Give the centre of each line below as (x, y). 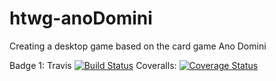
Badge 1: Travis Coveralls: (93, 65)
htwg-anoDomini (81, 18)
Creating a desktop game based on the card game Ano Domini (138, 46)
